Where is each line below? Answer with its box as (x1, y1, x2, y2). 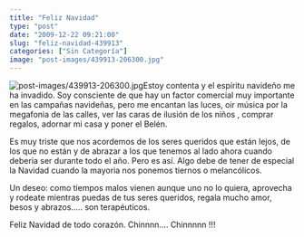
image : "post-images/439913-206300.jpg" (9, 55, 165, 64)
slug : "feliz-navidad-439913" (9, 38, 124, 48)
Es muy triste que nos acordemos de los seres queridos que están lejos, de (9, 137, 290, 147)
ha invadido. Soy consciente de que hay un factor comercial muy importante (9, 90, 295, 100)
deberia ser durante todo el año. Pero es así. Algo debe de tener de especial (9, 156, 295, 166)
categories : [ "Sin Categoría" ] (9, 47, 128, 56)
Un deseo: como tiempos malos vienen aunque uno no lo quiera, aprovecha (9, 183, 292, 193)
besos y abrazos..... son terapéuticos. (9, 202, 151, 213)
